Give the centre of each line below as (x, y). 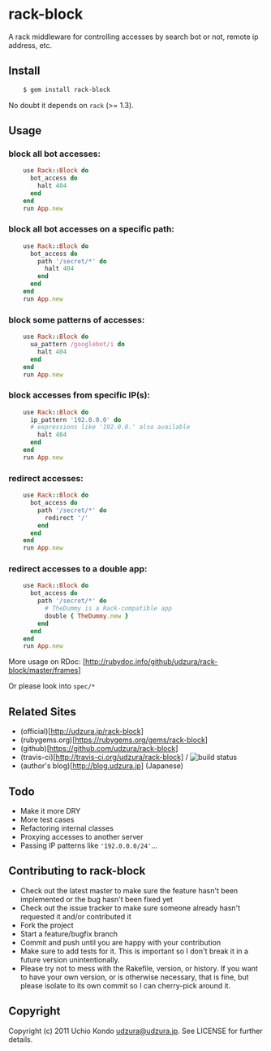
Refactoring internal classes (67, 828)
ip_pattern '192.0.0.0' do (75, 419)
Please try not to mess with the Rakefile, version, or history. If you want (139, 968)
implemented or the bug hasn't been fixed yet (96, 899)
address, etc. (30, 45)
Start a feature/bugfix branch (69, 934)
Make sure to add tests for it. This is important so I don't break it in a (134, 951)
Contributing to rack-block (77, 871)
